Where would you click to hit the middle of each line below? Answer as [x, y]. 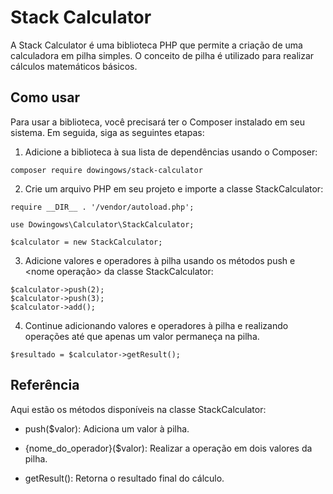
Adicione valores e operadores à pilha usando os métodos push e [160, 260]
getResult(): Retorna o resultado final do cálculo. [124, 478]
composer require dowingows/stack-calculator [106, 170]
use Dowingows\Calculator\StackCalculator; [102, 224]
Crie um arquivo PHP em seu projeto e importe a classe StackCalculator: [174, 188]
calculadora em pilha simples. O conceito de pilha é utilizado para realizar [162, 55]
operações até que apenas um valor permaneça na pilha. [142, 336]
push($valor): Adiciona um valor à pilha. [107, 428]
